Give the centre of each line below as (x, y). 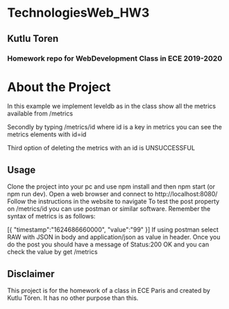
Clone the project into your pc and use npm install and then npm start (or (111, 187)
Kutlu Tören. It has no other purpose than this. (73, 298)
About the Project (59, 87)
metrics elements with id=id (47, 134)
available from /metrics (40, 113)
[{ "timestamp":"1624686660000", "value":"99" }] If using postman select (113, 230)
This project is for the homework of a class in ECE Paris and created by (109, 291)
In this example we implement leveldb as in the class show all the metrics (112, 106)
